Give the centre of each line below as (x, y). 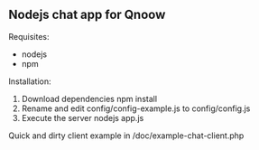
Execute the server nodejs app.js (83, 117)
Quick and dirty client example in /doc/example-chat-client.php (126, 136)
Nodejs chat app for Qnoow (87, 15)
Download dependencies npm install (89, 98)
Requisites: (29, 36)
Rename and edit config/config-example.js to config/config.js (136, 108)
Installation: (30, 81)
